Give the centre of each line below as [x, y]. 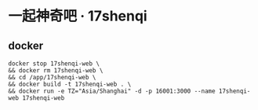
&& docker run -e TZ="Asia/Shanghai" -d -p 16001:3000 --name [112, 91]
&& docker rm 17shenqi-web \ [56, 71]
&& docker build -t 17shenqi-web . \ [70, 84]
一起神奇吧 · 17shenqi [78, 16]
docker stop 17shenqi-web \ [54, 64]
